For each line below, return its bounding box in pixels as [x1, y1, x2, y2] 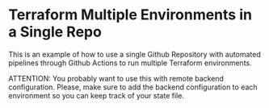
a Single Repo [8, 23, 103, 41]
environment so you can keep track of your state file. [8, 90, 184, 100]
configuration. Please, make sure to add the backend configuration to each [8, 82, 258, 92]
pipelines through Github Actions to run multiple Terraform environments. [8, 58, 252, 68]
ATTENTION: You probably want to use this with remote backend [8, 73, 225, 83]
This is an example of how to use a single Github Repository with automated [8, 49, 261, 59]
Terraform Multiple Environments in [8, 6, 253, 24]
